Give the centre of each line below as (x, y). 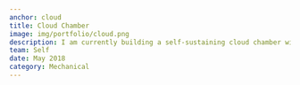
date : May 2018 (37, 58)
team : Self (29, 50)
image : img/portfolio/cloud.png (69, 34)
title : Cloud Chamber (50, 26)
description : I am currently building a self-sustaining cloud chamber (145, 42)
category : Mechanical (50, 67)
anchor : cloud (36, 17)
